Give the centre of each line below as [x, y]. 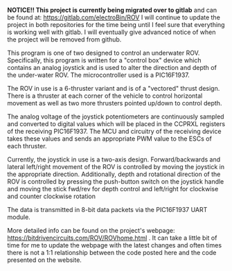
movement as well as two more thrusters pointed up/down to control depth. [115, 103]
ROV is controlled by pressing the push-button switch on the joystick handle [116, 182]
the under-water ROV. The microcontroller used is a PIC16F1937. [99, 75]
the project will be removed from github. [64, 40]
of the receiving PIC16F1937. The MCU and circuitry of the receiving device [114, 131]
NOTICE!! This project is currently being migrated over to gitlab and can [112, 10]
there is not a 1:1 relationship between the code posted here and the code [112, 253]
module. [19, 217]
